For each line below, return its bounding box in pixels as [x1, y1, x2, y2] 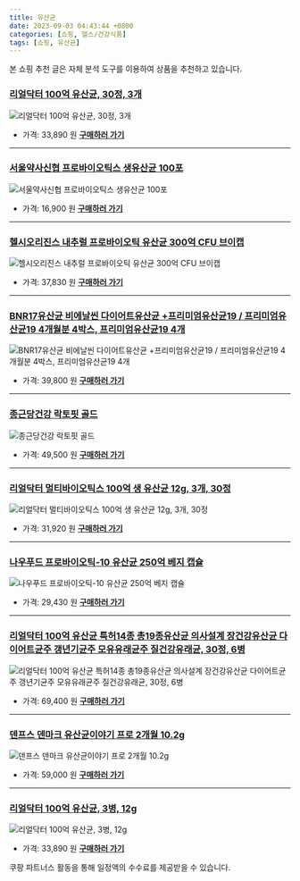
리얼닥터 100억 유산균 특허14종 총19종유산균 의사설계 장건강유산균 [9, 630, 278, 642]
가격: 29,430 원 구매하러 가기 [21, 597, 125, 608]
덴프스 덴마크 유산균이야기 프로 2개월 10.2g [9, 728, 186, 741]
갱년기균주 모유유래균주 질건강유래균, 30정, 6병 [53, 643, 246, 656]
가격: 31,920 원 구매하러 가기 [21, 524, 123, 534]
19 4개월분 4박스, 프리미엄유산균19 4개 [26, 323, 186, 336]
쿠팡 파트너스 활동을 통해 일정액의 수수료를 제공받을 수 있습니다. [9, 862, 231, 873]
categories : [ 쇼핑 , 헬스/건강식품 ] [9, 29, 127, 38]
